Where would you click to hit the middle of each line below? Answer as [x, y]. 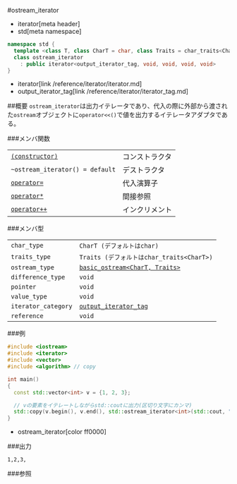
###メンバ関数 [29, 139]
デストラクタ [144, 170]
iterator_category [42, 307]
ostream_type [33, 268]
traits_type [31, 257]
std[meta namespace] [49, 31]
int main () [23, 379]
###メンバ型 [26, 229]
